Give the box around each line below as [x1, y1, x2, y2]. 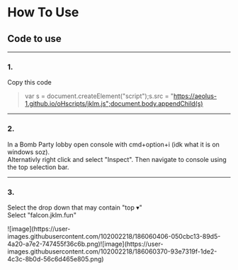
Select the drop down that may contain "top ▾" [7, 203, 143, 212]
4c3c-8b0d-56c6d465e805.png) [7, 254, 104, 263]
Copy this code [7, 78, 52, 87]
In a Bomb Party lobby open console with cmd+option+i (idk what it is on [7, 140, 220, 148]
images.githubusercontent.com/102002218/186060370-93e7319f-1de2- [7, 247, 217, 256]
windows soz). [7, 147, 50, 156]
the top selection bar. [7, 163, 69, 171]
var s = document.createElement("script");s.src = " [24, 92, 174, 100]
